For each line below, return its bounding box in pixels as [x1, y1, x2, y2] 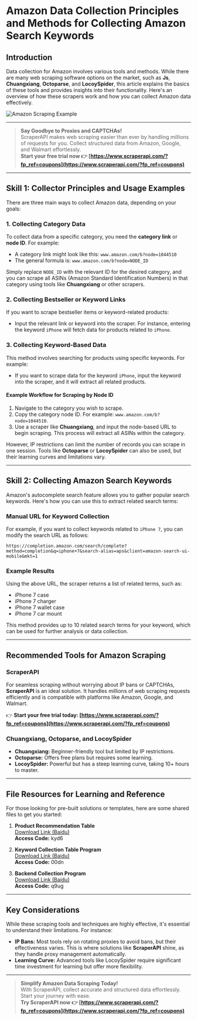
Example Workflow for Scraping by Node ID [6, 392, 114, 399]
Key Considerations [6, 905, 80, 915]
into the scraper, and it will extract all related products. [14, 378, 147, 385]
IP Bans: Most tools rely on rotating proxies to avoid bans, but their [14, 938, 176, 945]
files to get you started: [6, 811, 63, 818]
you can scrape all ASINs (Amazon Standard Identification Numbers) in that [6, 274, 188, 282]
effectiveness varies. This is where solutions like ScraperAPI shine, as [14, 944, 185, 951]
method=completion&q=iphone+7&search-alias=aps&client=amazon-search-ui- [6, 548, 191, 555]
